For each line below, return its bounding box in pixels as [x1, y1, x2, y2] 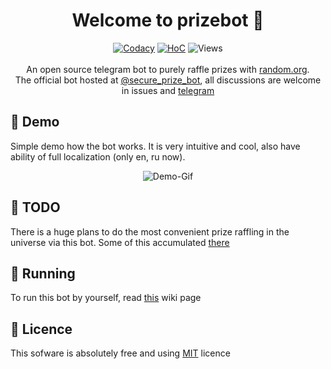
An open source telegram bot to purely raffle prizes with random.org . [26, 63, 310, 75]
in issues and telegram [121, 84, 215, 96]
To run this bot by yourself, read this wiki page [10, 292, 202, 304]
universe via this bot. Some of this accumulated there [10, 236, 230, 248]
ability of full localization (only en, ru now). [10, 150, 186, 163]
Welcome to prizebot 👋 [71, 9, 265, 32]
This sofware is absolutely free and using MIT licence [10, 347, 231, 359]
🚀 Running [10, 265, 76, 282]
